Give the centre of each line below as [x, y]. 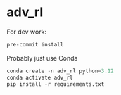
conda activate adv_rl [40, 77]
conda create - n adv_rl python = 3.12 [60, 71]
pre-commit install [35, 44]
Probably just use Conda [42, 58]
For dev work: [27, 32]
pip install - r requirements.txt [56, 84]
